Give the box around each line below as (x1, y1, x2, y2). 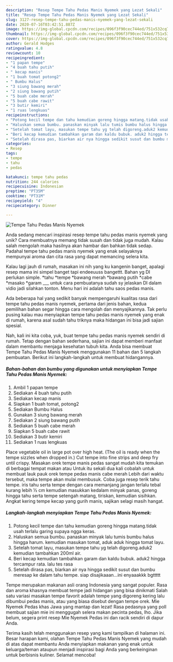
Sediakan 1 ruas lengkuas (13, 439, 67, 445)
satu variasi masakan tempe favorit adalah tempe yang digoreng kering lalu (6, 593, 165, 599)
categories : (6, 141, 31, 146)
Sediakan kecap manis (13, 395, 61, 401)
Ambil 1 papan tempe (13, 384, 58, 390)
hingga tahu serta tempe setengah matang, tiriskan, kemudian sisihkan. (6, 493, 157, 499)
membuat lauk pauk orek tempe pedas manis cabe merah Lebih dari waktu (6, 470, 164, 477)
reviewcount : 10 (6, 50, 41, 55)
